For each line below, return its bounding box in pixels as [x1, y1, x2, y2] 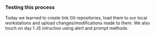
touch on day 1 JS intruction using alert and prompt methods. [5, 25, 129, 31]
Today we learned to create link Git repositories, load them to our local [5, 15, 147, 21]
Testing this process [5, 4, 55, 11]
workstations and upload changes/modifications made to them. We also [5, 20, 151, 26]
